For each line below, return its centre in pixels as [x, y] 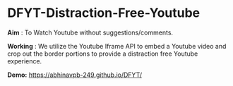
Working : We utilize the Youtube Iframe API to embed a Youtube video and [117, 46]
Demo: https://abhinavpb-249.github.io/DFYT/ [75, 75]
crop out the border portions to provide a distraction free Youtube [103, 54]
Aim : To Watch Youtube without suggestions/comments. [90, 32]
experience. [25, 61]
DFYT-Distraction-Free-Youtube [104, 13]
